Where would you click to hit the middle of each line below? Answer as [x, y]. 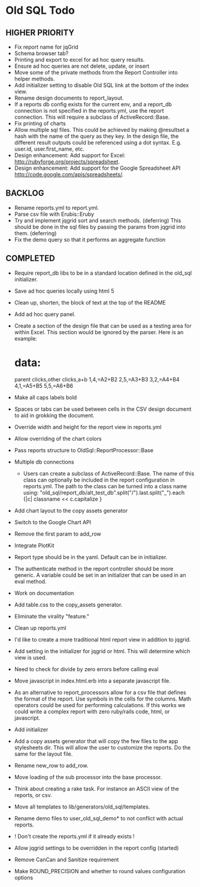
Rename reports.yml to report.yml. [57, 208]
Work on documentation [44, 593]
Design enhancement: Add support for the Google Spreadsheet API [97, 168]
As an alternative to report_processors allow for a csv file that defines [100, 692]
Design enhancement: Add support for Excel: [70, 155]
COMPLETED [30, 258]
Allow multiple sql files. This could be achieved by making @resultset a [102, 130]
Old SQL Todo [40, 10]
